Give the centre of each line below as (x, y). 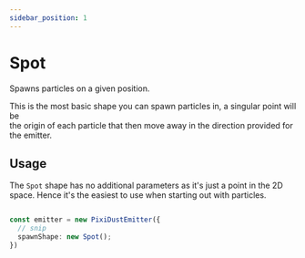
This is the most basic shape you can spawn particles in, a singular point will (153, 106)
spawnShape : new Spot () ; (65, 237)
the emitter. (31, 135)
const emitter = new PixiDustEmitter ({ (85, 220)
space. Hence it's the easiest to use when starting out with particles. (138, 195)
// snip (32, 229)
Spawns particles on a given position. (80, 88)
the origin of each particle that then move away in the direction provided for (152, 125)
